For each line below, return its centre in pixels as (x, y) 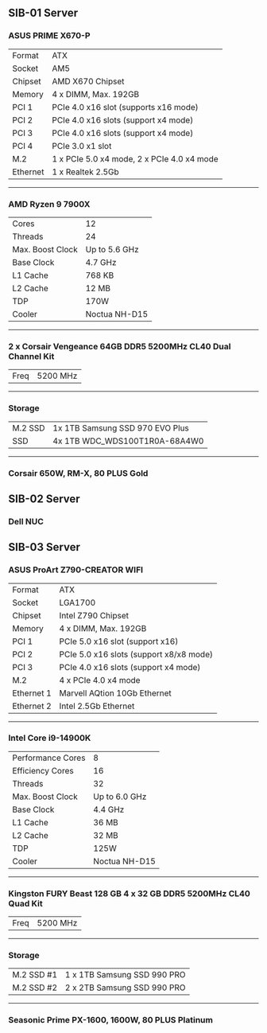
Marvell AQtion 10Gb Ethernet (116, 693)
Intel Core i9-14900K (50, 738)
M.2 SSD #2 (35, 988)
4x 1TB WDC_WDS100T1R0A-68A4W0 (128, 441)
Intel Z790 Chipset (94, 615)
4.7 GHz (101, 262)
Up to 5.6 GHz (112, 249)
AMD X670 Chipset (88, 81)
